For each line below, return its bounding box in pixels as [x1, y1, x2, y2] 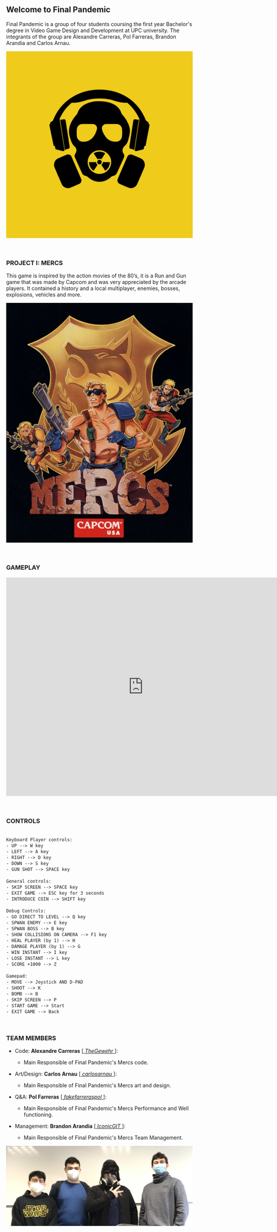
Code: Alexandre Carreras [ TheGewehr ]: [14, 1048, 118, 1055]
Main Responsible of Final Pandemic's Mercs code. [23, 1059, 149, 1066]
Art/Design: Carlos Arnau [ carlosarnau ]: [14, 1070, 117, 1078]
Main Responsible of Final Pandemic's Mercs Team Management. [23, 1134, 183, 1141]
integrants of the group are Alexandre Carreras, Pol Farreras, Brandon [6, 33, 176, 40]
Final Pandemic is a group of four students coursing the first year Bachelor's [6, 20, 192, 27]
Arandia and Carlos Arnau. [6, 39, 71, 46]
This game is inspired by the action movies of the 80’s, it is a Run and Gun [6, 272, 186, 279]
